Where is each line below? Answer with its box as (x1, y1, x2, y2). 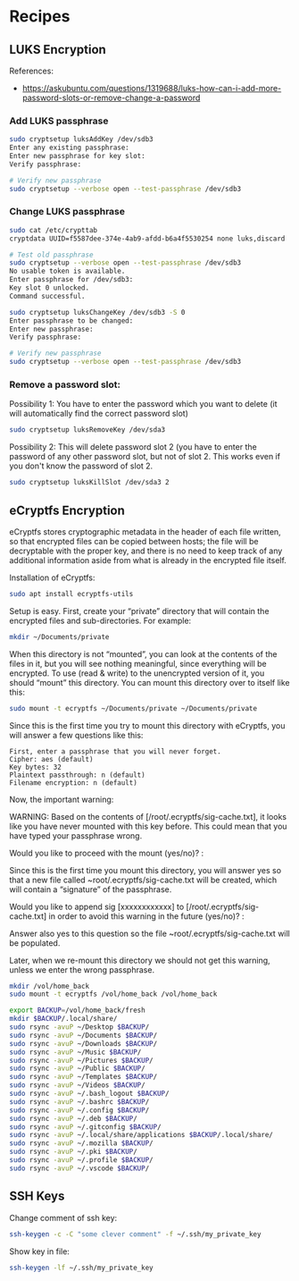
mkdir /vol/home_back (9, 982, 90, 990)
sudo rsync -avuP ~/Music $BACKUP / (9, 1048, 142, 1057)
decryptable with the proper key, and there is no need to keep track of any (9, 545, 283, 556)
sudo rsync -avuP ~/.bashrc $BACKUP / (9, 1097, 150, 1106)
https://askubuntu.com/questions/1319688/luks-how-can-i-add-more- (21, 83, 282, 93)
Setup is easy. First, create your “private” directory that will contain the (9, 605, 270, 616)
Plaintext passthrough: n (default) (9, 771, 145, 780)
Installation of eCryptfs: (9, 572, 96, 583)
